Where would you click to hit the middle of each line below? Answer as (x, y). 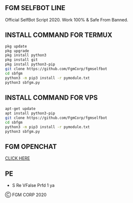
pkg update (16, 46)
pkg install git (21, 60)
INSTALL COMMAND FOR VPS (51, 98)
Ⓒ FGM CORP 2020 (26, 195)
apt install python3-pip (30, 113)
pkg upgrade (17, 51)
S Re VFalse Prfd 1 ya (33, 185)
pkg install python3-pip (30, 65)
